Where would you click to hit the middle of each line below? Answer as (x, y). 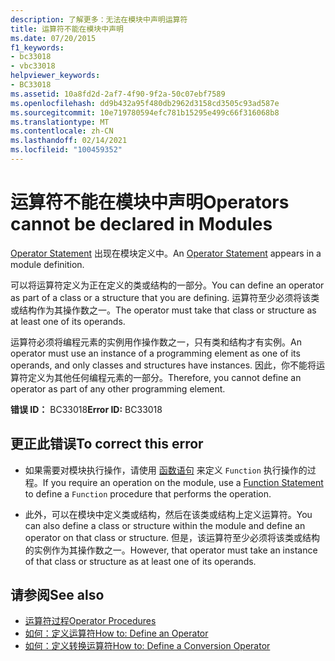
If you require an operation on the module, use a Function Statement (183, 482)
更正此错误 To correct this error (107, 444)
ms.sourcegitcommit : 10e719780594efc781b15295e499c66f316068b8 (145, 112)
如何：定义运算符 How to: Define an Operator (116, 633)
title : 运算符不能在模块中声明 (67, 29)
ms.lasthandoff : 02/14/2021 (69, 141)
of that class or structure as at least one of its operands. (140, 561)
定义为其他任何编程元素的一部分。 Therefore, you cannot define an (164, 377)
